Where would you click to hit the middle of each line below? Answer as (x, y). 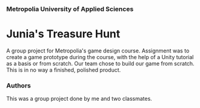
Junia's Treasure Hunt (63, 34)
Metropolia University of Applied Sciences (70, 9)
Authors (19, 85)
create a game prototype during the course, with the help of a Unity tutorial (100, 57)
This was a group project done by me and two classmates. (79, 99)
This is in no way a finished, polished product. (64, 70)
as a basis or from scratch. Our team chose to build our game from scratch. (101, 63)
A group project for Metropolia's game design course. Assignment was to (98, 51)
